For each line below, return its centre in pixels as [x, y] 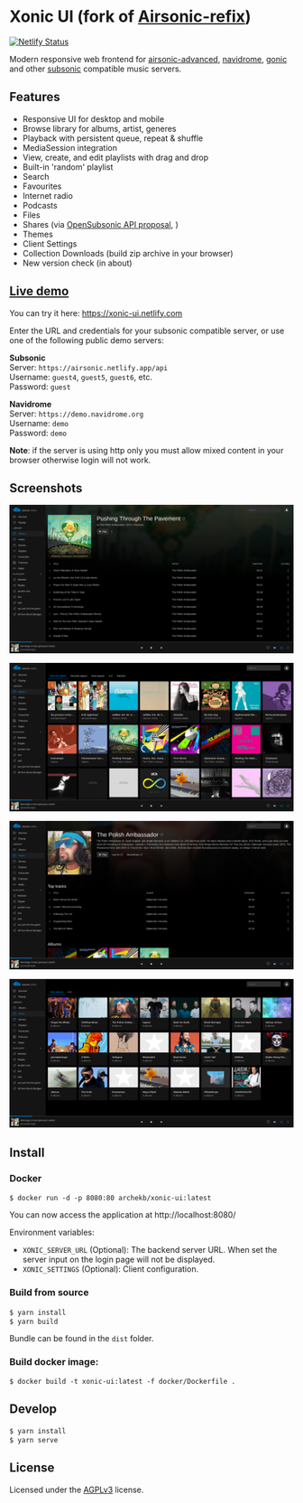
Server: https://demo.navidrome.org [77, 414]
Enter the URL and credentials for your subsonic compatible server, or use [147, 331]
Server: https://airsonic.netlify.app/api [89, 367]
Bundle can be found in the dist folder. [82, 1338]
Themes [38, 234]
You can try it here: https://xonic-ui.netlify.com [96, 313]
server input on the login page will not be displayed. [119, 1260]
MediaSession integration [69, 147]
